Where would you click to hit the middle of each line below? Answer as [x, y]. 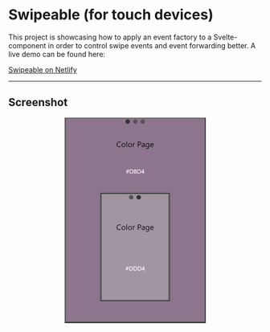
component [27, 45]
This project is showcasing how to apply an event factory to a [110, 37]
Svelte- [225, 37]
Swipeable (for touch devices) [111, 15]
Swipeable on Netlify [43, 69]
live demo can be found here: [57, 54]
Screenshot [38, 102]
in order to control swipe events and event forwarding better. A [151, 45]
